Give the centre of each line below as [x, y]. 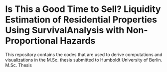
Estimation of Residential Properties [81, 20]
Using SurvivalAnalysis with [65, 30]
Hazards [78, 41]
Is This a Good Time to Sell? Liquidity [83, 9]
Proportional [32, 41]
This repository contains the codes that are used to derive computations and [84, 54]
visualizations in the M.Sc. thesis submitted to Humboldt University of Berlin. [84, 60]
